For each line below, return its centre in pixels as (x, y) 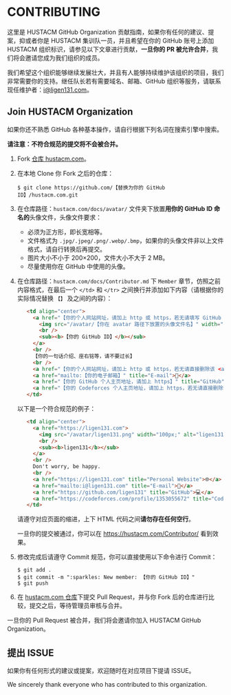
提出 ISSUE (31, 653)
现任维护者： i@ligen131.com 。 (50, 90)
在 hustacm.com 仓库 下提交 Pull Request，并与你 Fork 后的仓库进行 (113, 597)
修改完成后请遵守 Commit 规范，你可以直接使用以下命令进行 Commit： (117, 557)
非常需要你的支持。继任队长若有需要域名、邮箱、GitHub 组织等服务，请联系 (114, 81)
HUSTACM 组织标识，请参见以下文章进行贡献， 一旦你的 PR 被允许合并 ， (110, 49)
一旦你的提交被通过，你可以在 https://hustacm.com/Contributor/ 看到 (115, 534)
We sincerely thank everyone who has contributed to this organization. (107, 685)
